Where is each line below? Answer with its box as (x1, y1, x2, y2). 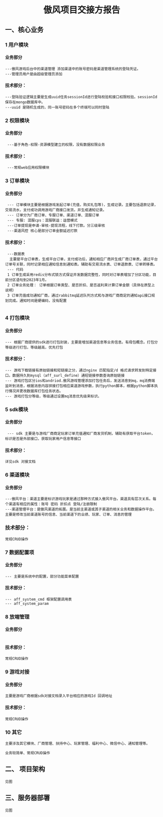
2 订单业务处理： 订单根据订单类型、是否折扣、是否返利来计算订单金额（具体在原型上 (7, 282, 155, 287)
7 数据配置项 (5, 549, 35, 556)
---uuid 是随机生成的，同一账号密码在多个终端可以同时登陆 (5, 105, 109, 110)
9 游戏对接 (5, 668, 30, 675)
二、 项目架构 (5, 765, 45, 774)
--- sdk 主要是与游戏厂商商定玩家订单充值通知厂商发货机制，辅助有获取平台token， (7, 431, 155, 436)
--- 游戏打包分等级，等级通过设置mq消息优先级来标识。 (5, 394, 102, 399)
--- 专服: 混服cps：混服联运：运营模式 (7, 218, 78, 223)
